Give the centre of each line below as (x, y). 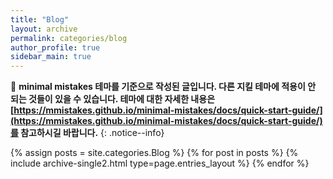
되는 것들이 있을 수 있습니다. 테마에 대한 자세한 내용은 (113, 99)
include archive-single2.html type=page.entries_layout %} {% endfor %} (160, 163)
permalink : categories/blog (69, 38)
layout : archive (44, 29)
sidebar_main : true (51, 57)
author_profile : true (55, 47)
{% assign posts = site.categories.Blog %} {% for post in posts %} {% (154, 153)
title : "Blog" (40, 19)
